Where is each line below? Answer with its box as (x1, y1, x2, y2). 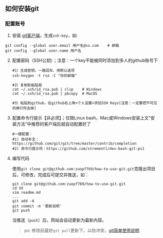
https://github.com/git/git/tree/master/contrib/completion (12, 141, 137, 146)
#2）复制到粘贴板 (12, 82, 42, 88)
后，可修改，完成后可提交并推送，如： (12, 172, 89, 178)
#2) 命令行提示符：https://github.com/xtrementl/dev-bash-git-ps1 (12, 146, 145, 151)
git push (12, 208, 30, 213)
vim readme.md (12, 190, 41, 195)
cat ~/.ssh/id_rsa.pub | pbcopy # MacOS (12, 91, 97, 96)
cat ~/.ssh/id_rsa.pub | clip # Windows (12, 87, 102, 92)
